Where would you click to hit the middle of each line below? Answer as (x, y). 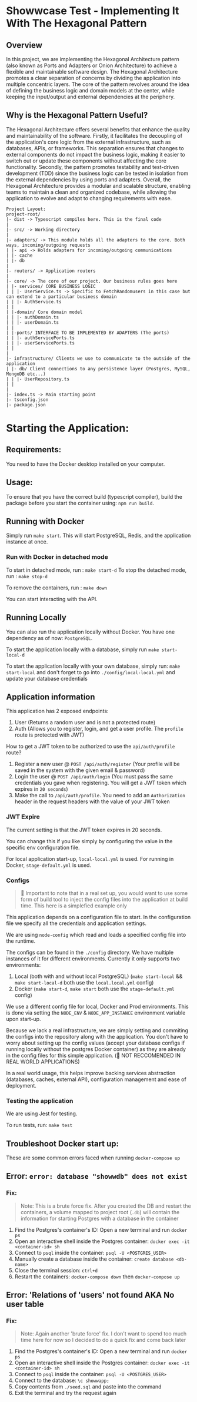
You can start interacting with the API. (52, 599)
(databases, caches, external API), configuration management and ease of (96, 1079)
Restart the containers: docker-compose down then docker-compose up (97, 1277)
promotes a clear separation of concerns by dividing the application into (94, 78)
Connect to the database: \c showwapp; (62, 1381)
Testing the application (40, 1101)
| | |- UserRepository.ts (38, 379)
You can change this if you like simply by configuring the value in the (89, 841)
